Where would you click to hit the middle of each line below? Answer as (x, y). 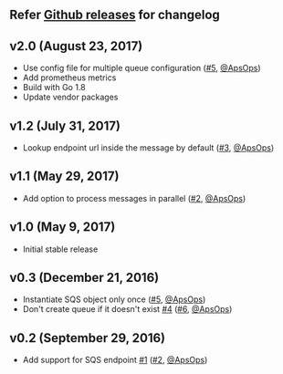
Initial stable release (60, 249)
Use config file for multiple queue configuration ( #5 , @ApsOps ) (142, 68)
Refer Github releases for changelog (115, 15)
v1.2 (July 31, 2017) (65, 125)
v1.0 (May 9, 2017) (63, 227)
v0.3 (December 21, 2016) (84, 278)
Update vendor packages (70, 97)
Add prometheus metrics (69, 78)
